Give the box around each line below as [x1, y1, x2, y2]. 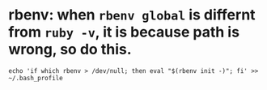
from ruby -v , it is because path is [8, 23, 240, 41]
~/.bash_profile [8, 74, 63, 82]
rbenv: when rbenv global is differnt [8, 6, 256, 24]
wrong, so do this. [8, 41, 132, 58]
